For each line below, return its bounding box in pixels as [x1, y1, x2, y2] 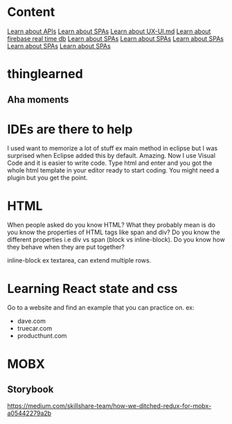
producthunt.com [17, 332, 67, 340]
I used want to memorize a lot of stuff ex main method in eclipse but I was [7, 144, 218, 152]
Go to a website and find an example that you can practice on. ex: [7, 303, 195, 312]
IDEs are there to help [7, 121, 133, 137]
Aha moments [7, 94, 69, 105]
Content [7, 4, 55, 20]
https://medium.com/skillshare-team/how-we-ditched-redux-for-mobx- [7, 402, 212, 410]
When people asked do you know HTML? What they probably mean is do [7, 221, 216, 229]
